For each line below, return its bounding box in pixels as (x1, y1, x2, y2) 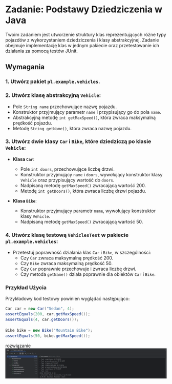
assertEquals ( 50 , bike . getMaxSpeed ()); (5, 333, 91, 338)
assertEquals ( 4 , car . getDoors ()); (5, 317, 79, 322)
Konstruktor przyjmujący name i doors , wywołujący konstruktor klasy (20, 171, 163, 177)
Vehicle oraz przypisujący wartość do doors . (20, 177, 115, 183)
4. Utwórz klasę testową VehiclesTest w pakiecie (5, 231, 129, 238)
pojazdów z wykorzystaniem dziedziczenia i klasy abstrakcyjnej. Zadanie (5, 37, 160, 43)
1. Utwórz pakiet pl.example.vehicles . (5, 78, 100, 85)
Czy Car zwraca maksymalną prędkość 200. (20, 255, 114, 261)
